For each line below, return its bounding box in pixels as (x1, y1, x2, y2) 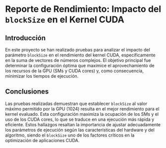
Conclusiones (5, 88, 49, 96)
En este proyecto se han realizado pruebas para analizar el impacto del (5, 47, 150, 52)
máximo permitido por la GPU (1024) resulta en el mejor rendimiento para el (5, 105, 160, 112)
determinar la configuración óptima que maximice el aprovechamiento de (5, 63, 155, 68)
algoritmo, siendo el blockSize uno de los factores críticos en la (5, 132, 135, 138)
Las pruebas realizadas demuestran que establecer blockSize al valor (5, 100, 148, 106)
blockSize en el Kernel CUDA (5, 14, 125, 25)
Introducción (5, 34, 46, 42)
